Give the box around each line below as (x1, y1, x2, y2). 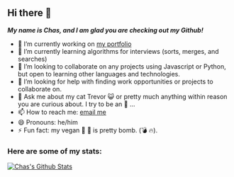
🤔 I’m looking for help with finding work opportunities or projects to (17, 77, 214, 86)
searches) (17, 55, 48, 63)
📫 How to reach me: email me (17, 108, 106, 116)
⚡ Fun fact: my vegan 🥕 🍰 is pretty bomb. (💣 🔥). (17, 125, 158, 135)
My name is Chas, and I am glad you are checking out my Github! (7, 25, 204, 34)
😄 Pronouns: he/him (17, 118, 78, 126)
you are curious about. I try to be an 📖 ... (17, 100, 136, 108)
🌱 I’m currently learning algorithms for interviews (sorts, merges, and (17, 47, 219, 55)
